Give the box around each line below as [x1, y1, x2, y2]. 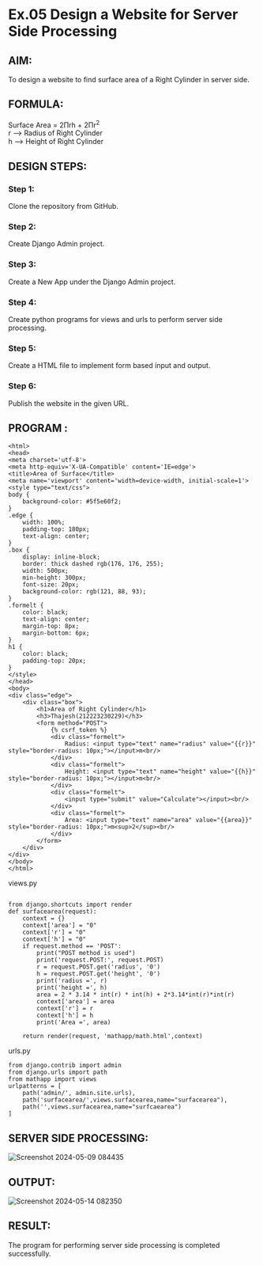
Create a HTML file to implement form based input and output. [8, 361, 211, 370]
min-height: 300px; [22, 574, 87, 582]
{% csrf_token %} [50, 726, 108, 734]
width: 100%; [22, 518, 66, 527]
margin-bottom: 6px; [22, 629, 90, 638]
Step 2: [8, 222, 37, 233]
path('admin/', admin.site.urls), [22, 1090, 136, 1097]
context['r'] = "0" [22, 928, 87, 937]
